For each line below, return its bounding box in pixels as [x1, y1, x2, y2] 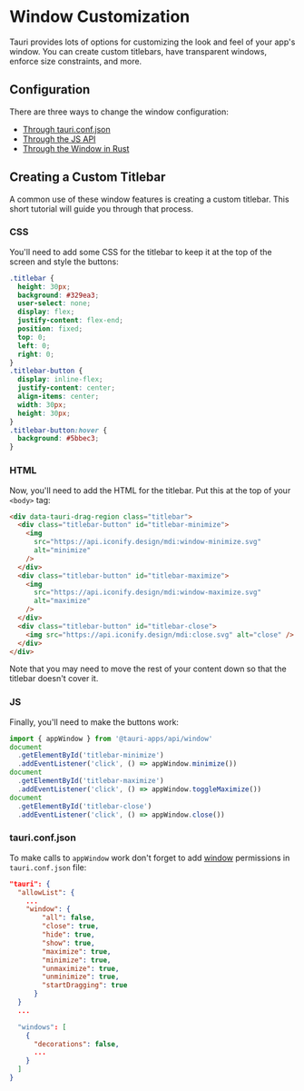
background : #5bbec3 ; [17, 434, 100, 443]
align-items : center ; [17, 392, 100, 402]
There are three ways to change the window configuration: [9, 106, 230, 117]
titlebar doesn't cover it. [9, 673, 99, 684]
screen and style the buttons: [9, 256, 120, 267]
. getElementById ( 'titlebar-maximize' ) [17, 777, 165, 786]
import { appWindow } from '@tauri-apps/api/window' [9, 734, 213, 743]
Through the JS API [22, 134, 96, 144]
